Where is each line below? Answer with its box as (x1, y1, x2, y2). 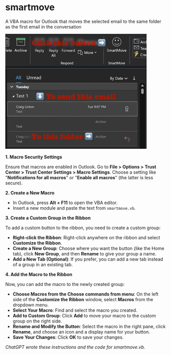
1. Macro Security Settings (5, 154, 63, 160)
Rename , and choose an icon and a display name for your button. (12, 329, 150, 335)
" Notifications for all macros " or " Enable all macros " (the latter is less (5, 174, 154, 180)
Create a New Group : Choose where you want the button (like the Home (12, 245, 164, 251)
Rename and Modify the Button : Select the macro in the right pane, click (12, 323, 166, 329)
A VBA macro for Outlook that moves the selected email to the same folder (5, 18, 162, 24)
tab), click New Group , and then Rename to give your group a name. (12, 250, 157, 256)
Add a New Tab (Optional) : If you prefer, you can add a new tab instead (12, 256, 163, 262)
